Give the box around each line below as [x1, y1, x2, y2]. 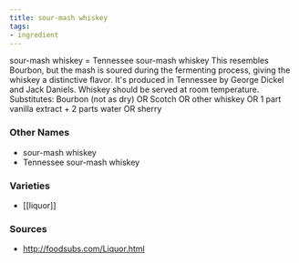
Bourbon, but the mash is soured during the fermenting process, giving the [9, 65, 291, 76]
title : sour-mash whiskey [9, 13, 108, 23]
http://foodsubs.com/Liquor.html [22, 243, 145, 255]
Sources [9, 222, 47, 235]
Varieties [9, 179, 50, 192]
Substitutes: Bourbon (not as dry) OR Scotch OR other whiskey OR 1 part [9, 94, 282, 105]
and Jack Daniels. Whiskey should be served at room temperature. [9, 84, 260, 96]
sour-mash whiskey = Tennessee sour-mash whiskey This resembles [9, 56, 269, 66]
